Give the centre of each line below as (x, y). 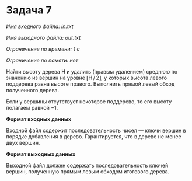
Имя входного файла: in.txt (40, 26)
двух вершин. (23, 142)
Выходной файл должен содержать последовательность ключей (87, 165)
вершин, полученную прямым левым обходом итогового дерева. (88, 171)
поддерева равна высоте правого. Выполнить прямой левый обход (90, 84)
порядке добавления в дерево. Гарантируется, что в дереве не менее (94, 136)
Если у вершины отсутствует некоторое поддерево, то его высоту (89, 101)
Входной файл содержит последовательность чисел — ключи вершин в (96, 130)
